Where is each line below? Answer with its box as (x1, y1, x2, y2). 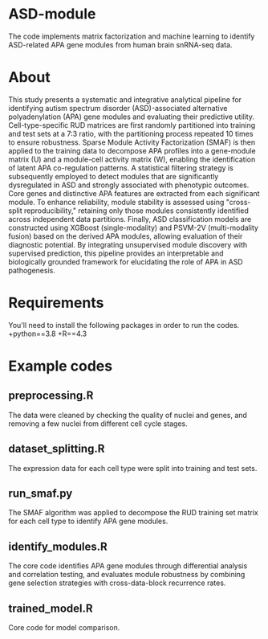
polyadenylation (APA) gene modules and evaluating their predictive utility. (8, 112, 255, 121)
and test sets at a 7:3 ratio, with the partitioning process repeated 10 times (8, 129, 254, 138)
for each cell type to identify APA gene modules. (8, 516, 169, 526)
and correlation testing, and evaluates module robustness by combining (8, 570, 246, 580)
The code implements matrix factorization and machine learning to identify (8, 31, 255, 41)
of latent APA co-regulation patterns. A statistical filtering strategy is (8, 162, 234, 173)
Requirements (8, 294, 104, 312)
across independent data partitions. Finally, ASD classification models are (8, 214, 252, 223)
